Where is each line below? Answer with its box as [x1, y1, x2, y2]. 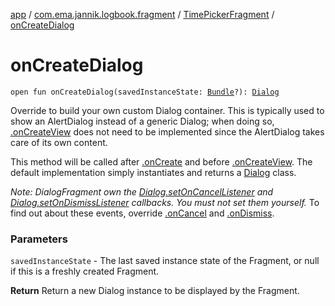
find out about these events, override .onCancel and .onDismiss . [10, 207, 275, 219]
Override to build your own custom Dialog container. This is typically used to [10, 104, 325, 116]
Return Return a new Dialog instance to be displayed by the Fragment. [10, 285, 300, 297]
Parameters [10, 232, 68, 246]
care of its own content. [10, 136, 108, 148]
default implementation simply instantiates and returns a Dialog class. [10, 166, 297, 178]
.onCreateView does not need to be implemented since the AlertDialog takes [10, 125, 325, 138]
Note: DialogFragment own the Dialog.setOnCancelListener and [10, 185, 274, 198]
